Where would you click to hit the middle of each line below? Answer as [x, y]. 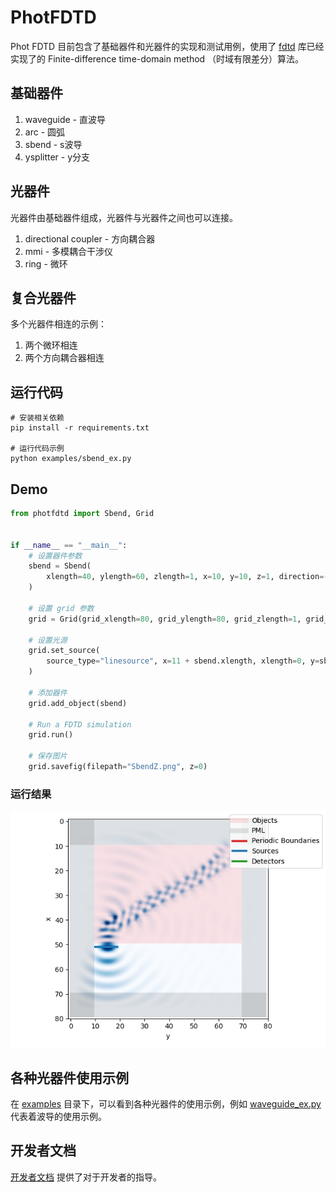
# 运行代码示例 [37, 449]
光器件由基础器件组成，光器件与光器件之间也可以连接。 [124, 217]
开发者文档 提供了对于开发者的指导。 [86, 1177]
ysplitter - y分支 [57, 157]
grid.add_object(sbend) [78, 703]
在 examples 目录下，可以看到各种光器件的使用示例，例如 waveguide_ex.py [166, 1103]
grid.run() [51, 735]
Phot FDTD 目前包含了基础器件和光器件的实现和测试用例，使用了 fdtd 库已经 [167, 46]
